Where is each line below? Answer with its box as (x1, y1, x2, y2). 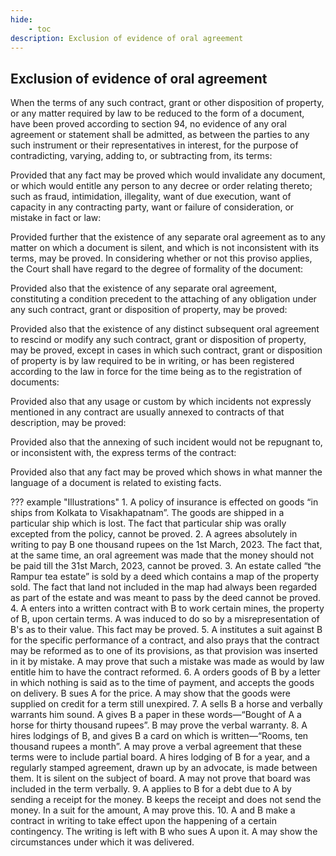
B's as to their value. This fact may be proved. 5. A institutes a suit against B (10, 624, 323, 636)
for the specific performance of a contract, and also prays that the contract (10, 634, 320, 646)
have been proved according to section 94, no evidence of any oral (10, 118, 287, 130)
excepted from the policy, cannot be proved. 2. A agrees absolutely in (10, 528, 298, 540)
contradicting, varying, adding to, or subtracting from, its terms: (10, 150, 273, 162)
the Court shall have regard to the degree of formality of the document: (10, 263, 304, 275)
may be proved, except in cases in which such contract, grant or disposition (10, 344, 323, 356)
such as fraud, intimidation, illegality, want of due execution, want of (10, 191, 292, 203)
